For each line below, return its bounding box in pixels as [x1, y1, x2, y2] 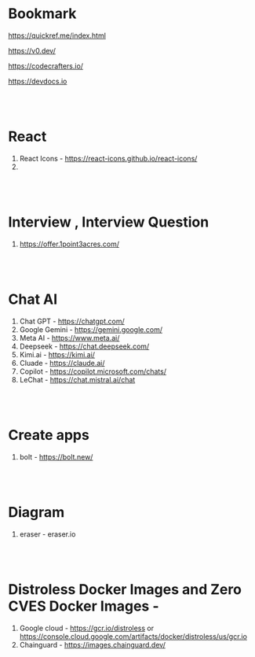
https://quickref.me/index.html [8, 31, 106, 40]
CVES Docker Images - [8, 597, 159, 615]
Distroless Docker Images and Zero [8, 580, 242, 598]
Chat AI [8, 290, 58, 308]
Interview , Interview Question [8, 213, 209, 231]
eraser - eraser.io [19, 529, 76, 539]
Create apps [8, 426, 90, 444]
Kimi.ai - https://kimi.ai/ [19, 349, 96, 359]
